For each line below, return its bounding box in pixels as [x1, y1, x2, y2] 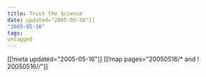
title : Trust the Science [7, 10, 82, 17]
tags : [7, 29, 23, 37]
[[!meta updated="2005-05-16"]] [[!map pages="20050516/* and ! [7, 55, 199, 63]
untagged [7, 36, 33, 43]
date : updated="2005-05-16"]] [7, 17, 96, 24]
